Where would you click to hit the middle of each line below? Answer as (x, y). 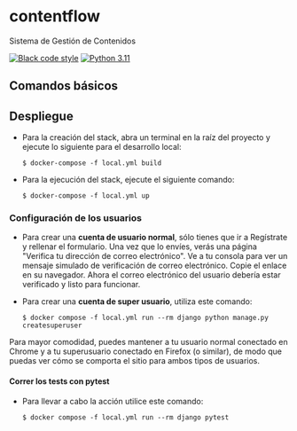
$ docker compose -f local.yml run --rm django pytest (125, 417)
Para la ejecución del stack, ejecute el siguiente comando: (128, 180)
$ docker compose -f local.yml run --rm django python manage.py (145, 318)
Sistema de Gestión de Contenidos (72, 41)
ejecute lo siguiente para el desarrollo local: (102, 147)
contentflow (55, 16)
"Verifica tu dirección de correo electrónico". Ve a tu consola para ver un (155, 256)
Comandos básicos (63, 86)
